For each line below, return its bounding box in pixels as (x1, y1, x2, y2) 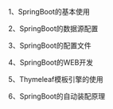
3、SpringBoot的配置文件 (8, 41, 92, 50)
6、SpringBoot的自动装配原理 (8, 91, 106, 101)
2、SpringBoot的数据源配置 (8, 24, 99, 33)
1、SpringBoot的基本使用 (8, 7, 90, 16)
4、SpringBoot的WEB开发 (8, 58, 94, 67)
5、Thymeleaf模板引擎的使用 (8, 75, 103, 84)
